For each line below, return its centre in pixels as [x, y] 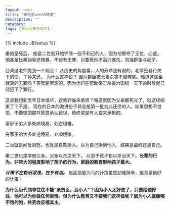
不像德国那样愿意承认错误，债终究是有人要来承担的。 [69, 113]
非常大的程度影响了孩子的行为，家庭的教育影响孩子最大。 [74, 162]
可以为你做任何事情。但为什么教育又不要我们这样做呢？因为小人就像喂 [92, 196]
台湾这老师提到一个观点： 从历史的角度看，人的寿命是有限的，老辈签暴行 [81, 71]
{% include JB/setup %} [30, 43]
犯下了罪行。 [23, 89]
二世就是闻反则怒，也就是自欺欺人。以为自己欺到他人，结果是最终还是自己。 [85, 145]
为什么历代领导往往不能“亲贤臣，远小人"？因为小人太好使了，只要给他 [79, 190]
